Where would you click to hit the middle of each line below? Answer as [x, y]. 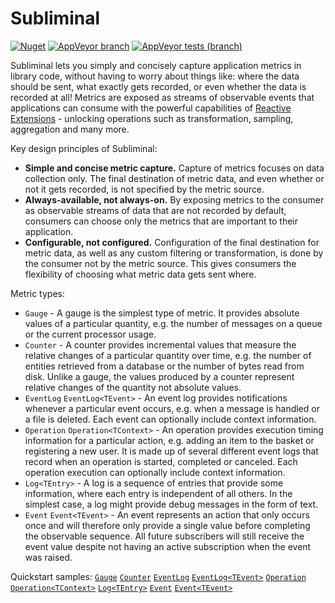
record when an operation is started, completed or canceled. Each [161, 461]
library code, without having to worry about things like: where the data [155, 76]
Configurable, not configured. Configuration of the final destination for [172, 242]
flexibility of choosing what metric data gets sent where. [140, 274]
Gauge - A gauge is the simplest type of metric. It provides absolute [162, 313]
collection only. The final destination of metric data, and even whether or [174, 178]
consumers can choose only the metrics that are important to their [161, 221]
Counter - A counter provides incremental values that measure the [160, 344]
